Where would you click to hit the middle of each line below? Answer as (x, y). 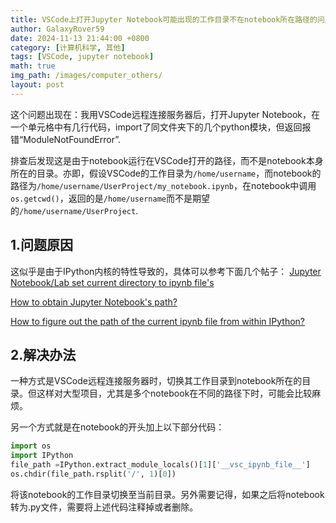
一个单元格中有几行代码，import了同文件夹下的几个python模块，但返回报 (161, 127)
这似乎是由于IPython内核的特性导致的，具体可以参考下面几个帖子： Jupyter (166, 271)
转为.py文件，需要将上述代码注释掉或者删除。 (104, 507)
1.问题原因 (42, 245)
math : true (33, 66)
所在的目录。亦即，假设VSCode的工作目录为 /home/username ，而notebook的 (166, 173)
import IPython (42, 456)
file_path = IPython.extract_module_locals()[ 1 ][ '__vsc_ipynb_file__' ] (160, 465)
